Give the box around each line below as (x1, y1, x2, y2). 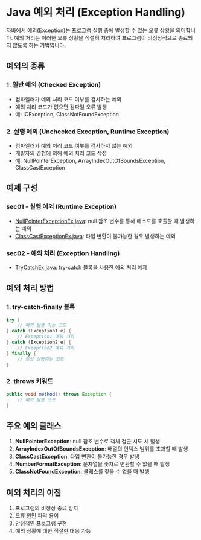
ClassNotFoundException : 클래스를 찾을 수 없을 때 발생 (14, 468, 150, 475)
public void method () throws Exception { (6, 391, 112, 397)
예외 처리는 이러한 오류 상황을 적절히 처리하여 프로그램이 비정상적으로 (14, 34, 177, 41)
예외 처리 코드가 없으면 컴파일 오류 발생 (14, 103, 107, 110)
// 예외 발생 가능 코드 (17, 322, 67, 329)
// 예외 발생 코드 (17, 396, 56, 403)
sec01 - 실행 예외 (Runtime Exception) (6, 203, 116, 211)
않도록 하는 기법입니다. (12, 42, 66, 49)
